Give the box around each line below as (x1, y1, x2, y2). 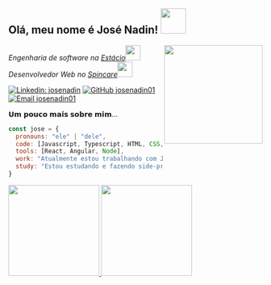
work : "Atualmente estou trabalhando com (15, 155, 157, 163)
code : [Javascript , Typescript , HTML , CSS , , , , (15, 140, 248, 148)
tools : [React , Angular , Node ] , (15, 147, 125, 156)
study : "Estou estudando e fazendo (15, 162, 135, 170)
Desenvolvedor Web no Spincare (8, 69, 119, 79)
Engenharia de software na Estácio (8, 52, 127, 62)
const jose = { (8, 124, 60, 133)
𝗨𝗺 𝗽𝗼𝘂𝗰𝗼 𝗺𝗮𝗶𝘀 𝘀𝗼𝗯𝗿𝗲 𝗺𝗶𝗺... (8, 109, 119, 119)
